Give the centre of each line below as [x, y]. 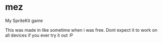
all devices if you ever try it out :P [39, 35]
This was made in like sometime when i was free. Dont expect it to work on [81, 30]
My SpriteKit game [24, 21]
